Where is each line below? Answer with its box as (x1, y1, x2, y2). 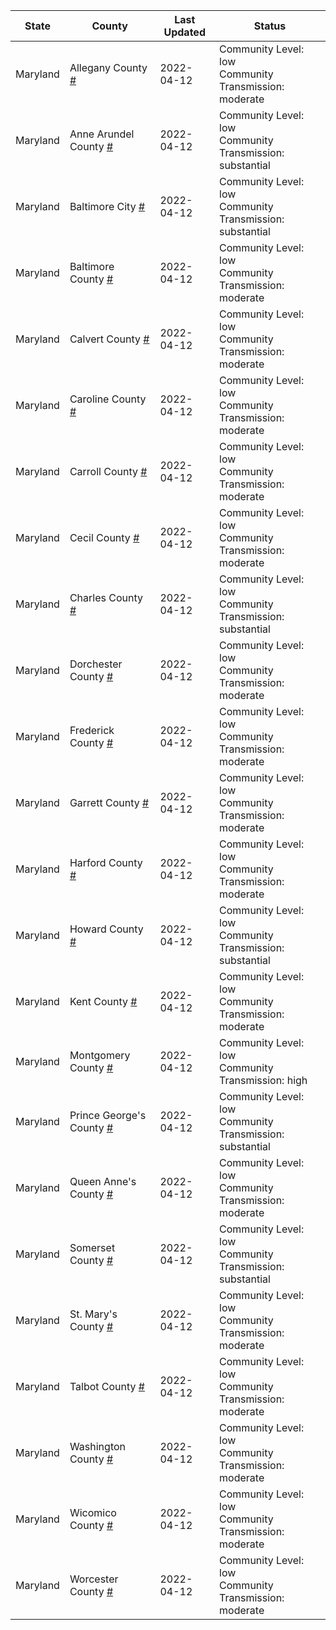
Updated (163, 25, 206, 39)
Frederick (69, 724, 115, 737)
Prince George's (69, 1109, 147, 1122)
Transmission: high (219, 1074, 308, 1087)
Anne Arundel (69, 127, 135, 141)
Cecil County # (69, 531, 140, 544)
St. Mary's (69, 1307, 118, 1321)
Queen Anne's (69, 1175, 137, 1188)
